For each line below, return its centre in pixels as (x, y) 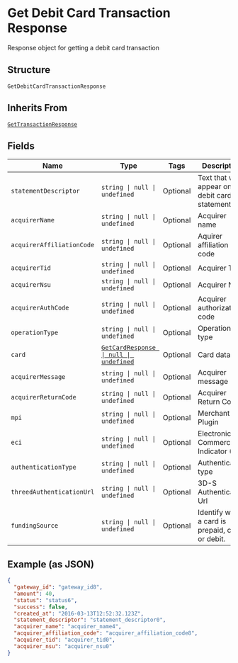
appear (210, 187)
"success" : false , (41, 607)
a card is (212, 521)
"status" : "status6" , (46, 600)
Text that (212, 178)
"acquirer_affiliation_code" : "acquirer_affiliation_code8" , (106, 633)
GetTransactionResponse (42, 124)
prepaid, (211, 531)
